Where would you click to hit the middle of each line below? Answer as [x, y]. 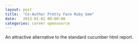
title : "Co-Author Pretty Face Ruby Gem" [50, 14]
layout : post [19, 10]
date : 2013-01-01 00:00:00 [35, 19]
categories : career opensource [37, 23]
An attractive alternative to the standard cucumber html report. [69, 37]
